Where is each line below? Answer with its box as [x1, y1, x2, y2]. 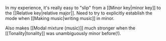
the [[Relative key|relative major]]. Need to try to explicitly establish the [5, 10, 152, 16]
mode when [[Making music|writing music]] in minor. [5, 15, 115, 21]
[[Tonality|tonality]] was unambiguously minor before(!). [5, 30, 122, 36]
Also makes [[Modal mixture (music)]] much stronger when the [5, 25, 136, 31]
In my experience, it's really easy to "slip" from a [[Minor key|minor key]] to [5, 5, 161, 10]
